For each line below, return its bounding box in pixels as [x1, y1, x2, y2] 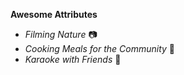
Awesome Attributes [10, 9, 98, 20]
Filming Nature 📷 [24, 29, 98, 40]
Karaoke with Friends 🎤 [24, 54, 122, 65]
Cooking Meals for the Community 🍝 [24, 43, 175, 54]
